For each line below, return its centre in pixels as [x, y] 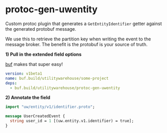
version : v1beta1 [24, 73]
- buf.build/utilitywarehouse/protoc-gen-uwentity [65, 88]
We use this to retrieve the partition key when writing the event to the [78, 39]
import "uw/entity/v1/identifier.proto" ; [50, 107]
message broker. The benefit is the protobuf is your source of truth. [76, 44]
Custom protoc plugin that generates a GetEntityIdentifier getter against [84, 24]
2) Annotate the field [28, 98]
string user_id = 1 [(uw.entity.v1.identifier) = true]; [72, 121]
